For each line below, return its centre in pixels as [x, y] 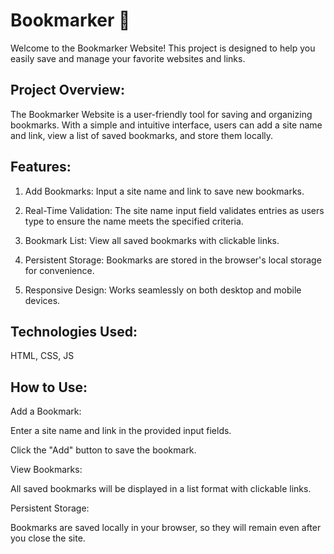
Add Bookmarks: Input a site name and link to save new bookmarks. [164, 191]
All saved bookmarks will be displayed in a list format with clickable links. [161, 489]
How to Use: [49, 387]
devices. [42, 300]
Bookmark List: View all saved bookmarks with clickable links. [152, 240]
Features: [41, 167]
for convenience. [59, 270]
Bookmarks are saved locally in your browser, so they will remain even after [166, 528]
